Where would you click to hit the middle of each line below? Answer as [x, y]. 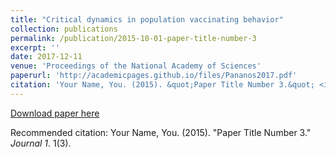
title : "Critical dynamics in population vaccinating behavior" [147, 19]
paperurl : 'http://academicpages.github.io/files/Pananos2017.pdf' [154, 76]
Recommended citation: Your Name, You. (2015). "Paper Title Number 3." [161, 132]
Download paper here [55, 113]
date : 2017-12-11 [46, 57]
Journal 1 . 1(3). [41, 143]
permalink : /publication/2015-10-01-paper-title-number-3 [133, 38]
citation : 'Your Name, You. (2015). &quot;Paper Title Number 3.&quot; [162, 85]
